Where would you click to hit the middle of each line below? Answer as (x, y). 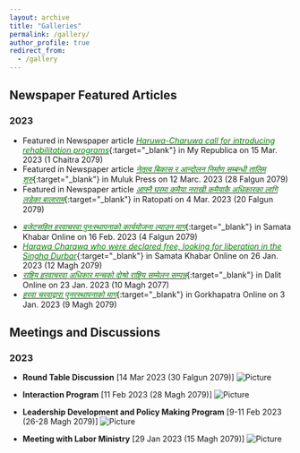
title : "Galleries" (46, 26)
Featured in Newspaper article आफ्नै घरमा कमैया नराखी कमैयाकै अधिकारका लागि (150, 189)
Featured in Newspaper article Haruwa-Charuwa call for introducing (149, 141)
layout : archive (39, 17)
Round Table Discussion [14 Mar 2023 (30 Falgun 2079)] (128, 378)
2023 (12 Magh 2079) (62, 265)
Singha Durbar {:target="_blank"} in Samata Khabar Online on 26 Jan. (150, 255)
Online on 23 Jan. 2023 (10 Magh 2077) (96, 285)
